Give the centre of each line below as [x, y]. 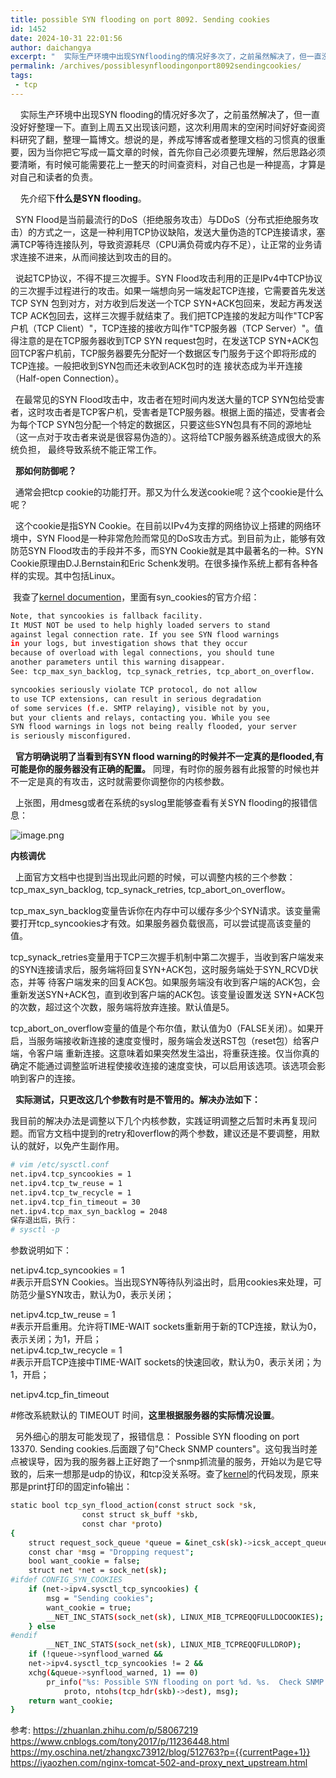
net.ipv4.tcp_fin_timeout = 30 [75, 1202]
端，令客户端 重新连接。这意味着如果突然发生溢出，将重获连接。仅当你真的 [165, 1053]
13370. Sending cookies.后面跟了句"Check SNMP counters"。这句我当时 [160, 1449]
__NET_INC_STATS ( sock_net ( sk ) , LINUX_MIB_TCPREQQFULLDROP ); [174, 1645]
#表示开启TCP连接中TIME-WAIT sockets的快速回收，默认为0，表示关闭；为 [166, 1362]
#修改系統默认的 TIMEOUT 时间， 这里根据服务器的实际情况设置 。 [145, 1415]
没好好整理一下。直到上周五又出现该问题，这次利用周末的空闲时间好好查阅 [163, 127]
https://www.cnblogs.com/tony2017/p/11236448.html [120, 1742]
